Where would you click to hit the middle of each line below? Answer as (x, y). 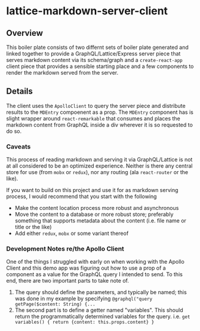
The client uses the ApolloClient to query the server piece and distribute (96, 106)
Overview (25, 33)
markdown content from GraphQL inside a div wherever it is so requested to (99, 125)
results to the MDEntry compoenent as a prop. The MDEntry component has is (100, 112)
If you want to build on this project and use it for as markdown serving (92, 190)
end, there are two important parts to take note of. (68, 281)
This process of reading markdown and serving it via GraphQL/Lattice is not (99, 160)
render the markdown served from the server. (62, 72)
